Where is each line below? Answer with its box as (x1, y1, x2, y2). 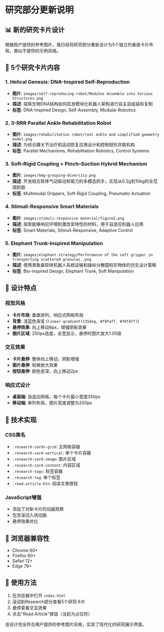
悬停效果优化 (12, 519, 38, 524)
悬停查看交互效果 (12, 605, 47, 610)
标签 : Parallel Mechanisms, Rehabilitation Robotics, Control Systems (12, 148, 149, 154)
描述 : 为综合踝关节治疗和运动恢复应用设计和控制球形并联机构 (12, 141, 135, 147)
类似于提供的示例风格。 (13, 48, 61, 54)
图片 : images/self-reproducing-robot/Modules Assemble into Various (12, 90, 153, 96)
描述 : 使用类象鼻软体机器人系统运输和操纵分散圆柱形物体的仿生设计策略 (12, 262, 157, 268)
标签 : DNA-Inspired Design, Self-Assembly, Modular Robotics (12, 107, 136, 113)
